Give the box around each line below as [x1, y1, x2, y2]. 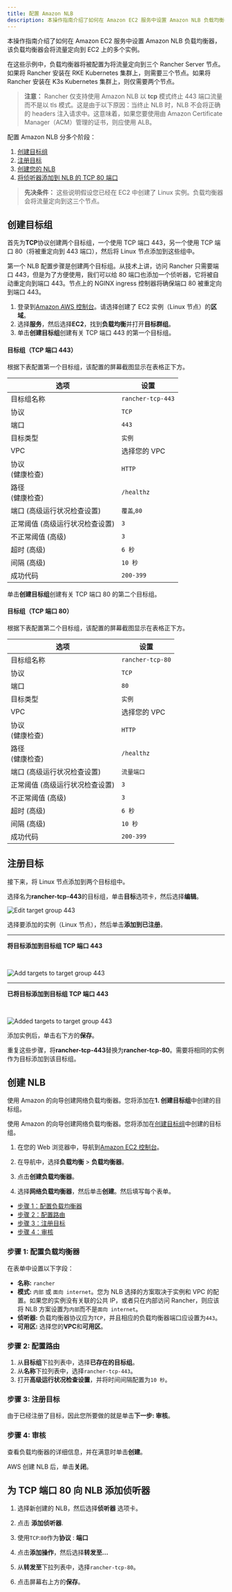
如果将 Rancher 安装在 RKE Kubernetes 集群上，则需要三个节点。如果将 [7, 69, 211, 77]
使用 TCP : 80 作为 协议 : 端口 [17, 1534, 88, 1542]
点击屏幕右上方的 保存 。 [17, 1577, 84, 1586]
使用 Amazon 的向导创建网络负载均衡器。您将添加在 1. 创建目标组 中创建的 [7, 1096, 215, 1105]
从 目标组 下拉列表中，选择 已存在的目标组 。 [17, 1358, 139, 1366]
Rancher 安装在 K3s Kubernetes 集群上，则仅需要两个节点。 [7, 77, 178, 85]
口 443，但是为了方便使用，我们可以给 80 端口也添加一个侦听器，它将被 [7, 271, 213, 279]
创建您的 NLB [17, 164, 56, 173]
